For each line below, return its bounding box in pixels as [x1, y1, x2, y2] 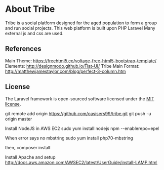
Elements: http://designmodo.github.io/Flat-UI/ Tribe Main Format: [5, 63, 140, 69]
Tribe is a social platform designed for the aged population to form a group [5, 20, 157, 26]
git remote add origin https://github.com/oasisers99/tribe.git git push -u [5, 110, 152, 117]
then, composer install [5, 144, 50, 150]
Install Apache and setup [5, 154, 56, 160]
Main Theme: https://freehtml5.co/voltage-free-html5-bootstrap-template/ [5, 58, 157, 64]
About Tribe [5, 3, 55, 15]
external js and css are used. [5, 30, 64, 36]
